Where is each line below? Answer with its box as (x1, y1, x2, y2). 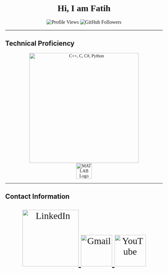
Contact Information (5, 192, 70, 201)
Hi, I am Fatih (57, 3, 111, 14)
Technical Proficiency (5, 39, 75, 48)
